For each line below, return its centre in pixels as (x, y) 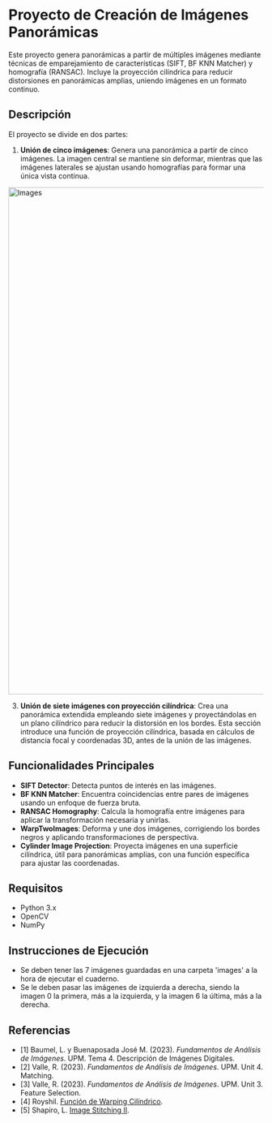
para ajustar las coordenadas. (70, 863)
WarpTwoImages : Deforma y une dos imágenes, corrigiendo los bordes (140, 828)
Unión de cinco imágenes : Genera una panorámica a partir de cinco (134, 150)
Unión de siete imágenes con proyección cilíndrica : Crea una (124, 706)
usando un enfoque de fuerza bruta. (81, 802)
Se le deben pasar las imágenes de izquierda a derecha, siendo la (130, 987)
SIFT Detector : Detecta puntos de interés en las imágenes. (118, 785)
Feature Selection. (51, 1093)
